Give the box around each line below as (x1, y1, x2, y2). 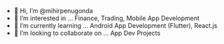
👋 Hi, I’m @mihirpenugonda (13, 7, 93, 15)
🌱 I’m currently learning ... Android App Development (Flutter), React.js (13, 22, 218, 29)
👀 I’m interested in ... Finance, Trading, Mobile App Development (13, 14, 199, 22)
